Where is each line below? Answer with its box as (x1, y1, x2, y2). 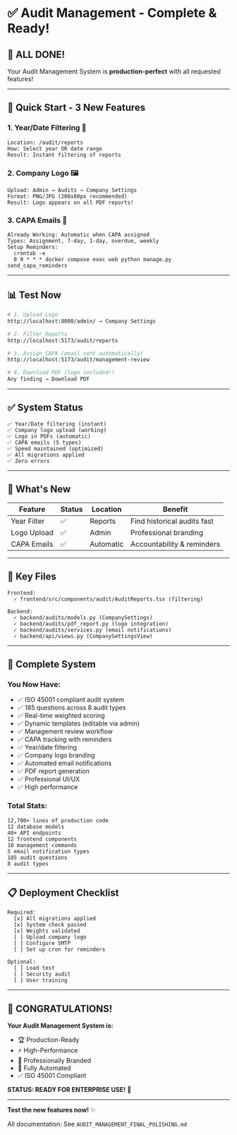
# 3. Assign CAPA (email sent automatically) (7, 349, 143, 357)
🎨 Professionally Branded (17, 1057, 92, 1065)
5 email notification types (7, 848, 90, 855)
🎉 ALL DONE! (7, 48, 66, 61)
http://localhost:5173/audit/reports (7, 337, 119, 344)
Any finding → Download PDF (7, 376, 90, 383)
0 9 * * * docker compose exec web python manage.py (13, 256, 172, 263)
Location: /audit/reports (7, 139, 83, 146)
